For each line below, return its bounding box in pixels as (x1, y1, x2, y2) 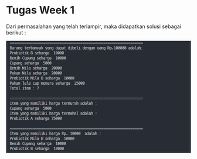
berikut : (6, 29, 26, 36)
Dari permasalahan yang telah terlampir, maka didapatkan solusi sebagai (6, 23, 182, 30)
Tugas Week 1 (6, 4, 75, 17)
